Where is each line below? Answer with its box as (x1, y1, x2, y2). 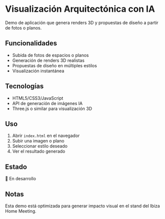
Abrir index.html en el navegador (12, 133, 80, 138)
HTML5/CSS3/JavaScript (12, 95, 64, 101)
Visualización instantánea (12, 68, 65, 74)
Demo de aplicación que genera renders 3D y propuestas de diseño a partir (5, 20, 159, 26)
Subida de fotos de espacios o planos (12, 52, 89, 58)
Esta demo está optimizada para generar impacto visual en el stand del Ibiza (5, 203, 160, 209)
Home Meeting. (5, 208, 36, 214)
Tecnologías (5, 82, 44, 90)
